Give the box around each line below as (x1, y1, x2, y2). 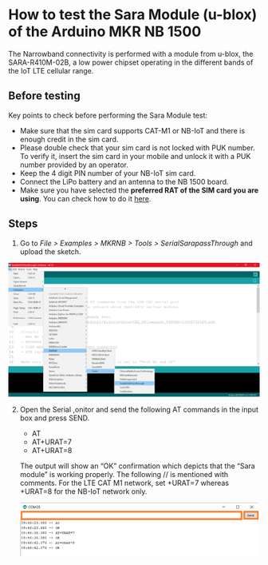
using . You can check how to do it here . (19, 193, 152, 203)
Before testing (8, 90, 81, 103)
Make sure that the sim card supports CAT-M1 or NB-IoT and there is (19, 125, 246, 135)
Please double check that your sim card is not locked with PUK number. (19, 142, 255, 153)
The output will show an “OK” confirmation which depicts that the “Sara (19, 461, 255, 471)
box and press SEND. (19, 413, 90, 423)
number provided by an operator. (19, 160, 129, 169)
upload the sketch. (19, 246, 81, 257)
